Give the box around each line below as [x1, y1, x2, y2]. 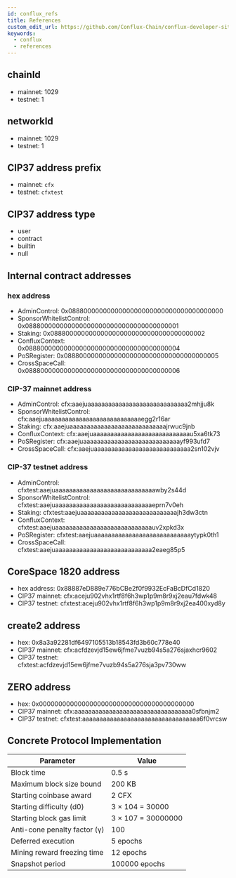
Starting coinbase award [11, 790, 92, 800]
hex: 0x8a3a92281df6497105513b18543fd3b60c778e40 [17, 638, 181, 647]
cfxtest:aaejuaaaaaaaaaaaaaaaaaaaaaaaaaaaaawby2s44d [17, 485, 187, 494]
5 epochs [111, 836, 143, 846]
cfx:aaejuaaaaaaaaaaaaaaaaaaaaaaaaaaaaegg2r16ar [17, 415, 171, 424]
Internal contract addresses [7, 270, 132, 282]
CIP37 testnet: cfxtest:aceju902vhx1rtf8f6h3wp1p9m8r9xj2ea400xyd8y [17, 599, 226, 608]
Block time [11, 767, 46, 777]
